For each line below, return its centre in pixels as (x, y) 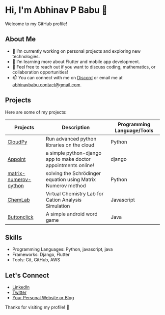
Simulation (58, 206)
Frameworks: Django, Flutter (41, 255)
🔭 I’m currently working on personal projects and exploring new (76, 51)
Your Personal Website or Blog (43, 298)
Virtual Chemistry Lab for (75, 193)
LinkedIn (21, 287)
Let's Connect (27, 275)
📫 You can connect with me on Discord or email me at (67, 77)
